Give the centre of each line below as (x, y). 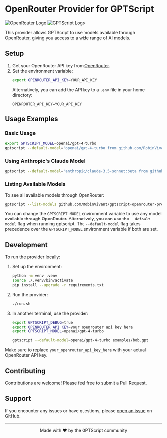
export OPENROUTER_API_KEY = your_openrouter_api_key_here (73, 327)
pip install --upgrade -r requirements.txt (58, 285)
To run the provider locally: (33, 257)
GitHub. (13, 416)
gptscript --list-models (31, 204)
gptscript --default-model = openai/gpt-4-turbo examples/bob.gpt (80, 340)
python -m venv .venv (35, 276)
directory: (22, 95)
